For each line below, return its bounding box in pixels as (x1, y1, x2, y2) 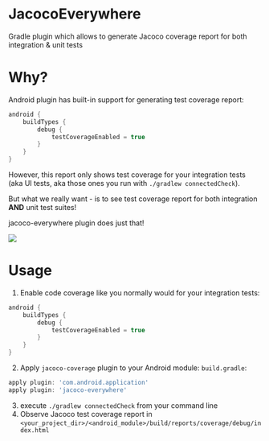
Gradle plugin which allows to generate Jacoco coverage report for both (8, 31, 247, 41)
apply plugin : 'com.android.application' (8, 379, 149, 387)
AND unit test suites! (8, 203, 77, 212)
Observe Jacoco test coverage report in (19, 409, 153, 418)
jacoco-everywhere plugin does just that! (8, 218, 145, 228)
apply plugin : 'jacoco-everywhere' (8, 385, 128, 394)
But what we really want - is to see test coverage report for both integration (8, 194, 258, 204)
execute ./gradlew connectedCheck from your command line (19, 400, 218, 410)
